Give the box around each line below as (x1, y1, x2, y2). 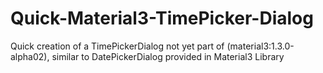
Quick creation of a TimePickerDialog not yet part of (10, 40, 225, 52)
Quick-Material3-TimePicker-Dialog (10, 7, 314, 30)
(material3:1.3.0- (226, 40, 295, 52)
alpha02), (10, 50, 50, 62)
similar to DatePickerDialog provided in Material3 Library (51, 50, 285, 62)
